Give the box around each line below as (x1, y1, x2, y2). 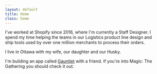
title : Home (5, 12, 29, 16)
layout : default (5, 7, 38, 12)
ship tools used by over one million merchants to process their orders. (5, 40, 145, 45)
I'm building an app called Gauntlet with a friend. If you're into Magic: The (5, 59, 152, 64)
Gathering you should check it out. (5, 63, 74, 69)
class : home (5, 16, 29, 21)
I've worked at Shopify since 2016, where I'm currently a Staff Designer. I (5, 30, 151, 35)
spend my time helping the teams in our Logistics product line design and (5, 34, 152, 40)
